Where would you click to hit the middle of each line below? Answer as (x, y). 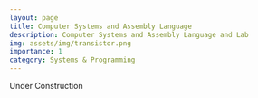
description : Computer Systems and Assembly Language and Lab (129, 34)
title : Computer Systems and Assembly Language (101, 26)
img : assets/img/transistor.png (70, 43)
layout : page (34, 18)
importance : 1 (36, 52)
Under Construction (46, 86)
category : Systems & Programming (72, 60)
